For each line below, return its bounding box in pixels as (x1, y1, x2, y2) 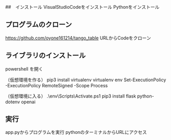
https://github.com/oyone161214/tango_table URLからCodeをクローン (5, 35, 152, 41)
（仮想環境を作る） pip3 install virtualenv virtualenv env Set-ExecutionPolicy (5, 77, 166, 83)
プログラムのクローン (5, 20, 72, 29)
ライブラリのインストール (5, 51, 86, 60)
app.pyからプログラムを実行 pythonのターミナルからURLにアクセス (5, 129, 147, 135)
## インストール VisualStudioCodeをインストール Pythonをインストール (5, 4, 160, 10)
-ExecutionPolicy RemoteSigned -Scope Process (5, 82, 108, 88)
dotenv (5, 99, 20, 105)
